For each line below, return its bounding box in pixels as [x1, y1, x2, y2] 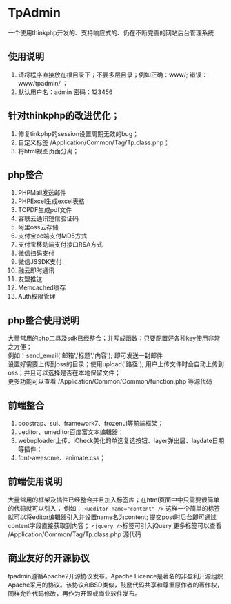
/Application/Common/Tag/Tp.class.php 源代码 [8, 530, 141, 538]
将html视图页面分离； [17, 147, 79, 155]
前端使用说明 [8, 475, 63, 488]
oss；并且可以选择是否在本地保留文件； [8, 368, 121, 377]
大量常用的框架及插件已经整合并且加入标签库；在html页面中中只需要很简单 [8, 496, 220, 504]
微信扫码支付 [17, 249, 54, 257]
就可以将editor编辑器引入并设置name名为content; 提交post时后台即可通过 [8, 513, 217, 521]
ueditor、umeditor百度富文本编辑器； [17, 428, 125, 436]
